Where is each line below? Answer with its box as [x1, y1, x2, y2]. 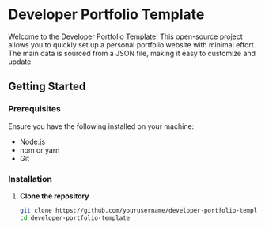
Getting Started [8, 80, 86, 93]
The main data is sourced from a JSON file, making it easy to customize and [8, 48, 256, 58]
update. [8, 57, 33, 66]
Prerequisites [8, 104, 61, 115]
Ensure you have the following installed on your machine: [8, 121, 195, 131]
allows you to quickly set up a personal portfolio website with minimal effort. [8, 40, 256, 49]
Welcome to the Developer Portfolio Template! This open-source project [8, 32, 243, 41]
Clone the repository [19, 191, 89, 201]
